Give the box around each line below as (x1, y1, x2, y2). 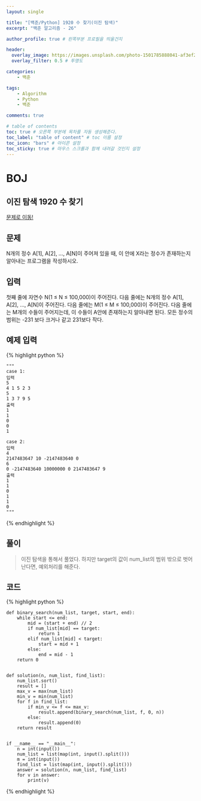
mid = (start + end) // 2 (28, 620, 93, 626)
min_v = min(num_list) (17, 694, 74, 700)
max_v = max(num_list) (17, 688, 74, 694)
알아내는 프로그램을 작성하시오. (6, 257, 79, 265)
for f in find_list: (17, 699, 68, 705)
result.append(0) (38, 720, 82, 726)
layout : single (6, 8, 44, 15)
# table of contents (6, 123, 58, 129)
